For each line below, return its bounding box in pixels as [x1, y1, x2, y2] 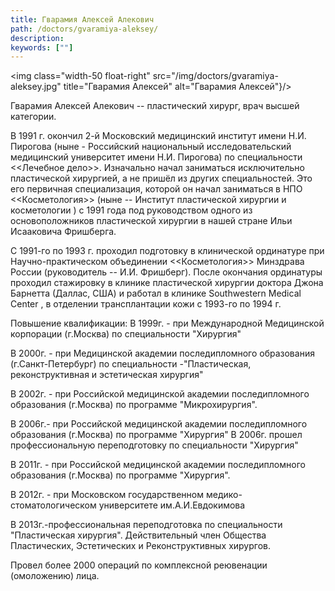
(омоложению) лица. [10, 570, 100, 582]
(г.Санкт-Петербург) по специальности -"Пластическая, [10, 358, 252, 370]
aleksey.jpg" [10, 81, 62, 93]
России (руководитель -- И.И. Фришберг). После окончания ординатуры [10, 266, 323, 278]
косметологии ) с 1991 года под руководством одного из [10, 204, 253, 216]
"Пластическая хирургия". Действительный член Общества [10, 529, 267, 541]
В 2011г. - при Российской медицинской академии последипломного [10, 459, 306, 471]
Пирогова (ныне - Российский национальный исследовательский [10, 141, 292, 153]
